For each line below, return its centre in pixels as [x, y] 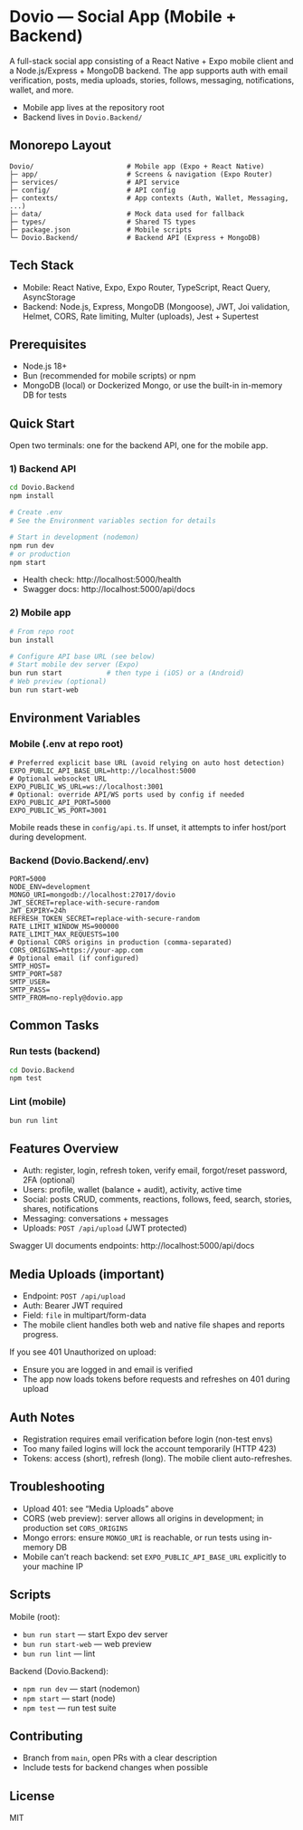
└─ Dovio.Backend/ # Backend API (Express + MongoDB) [135, 237]
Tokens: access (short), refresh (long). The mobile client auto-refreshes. [157, 1458]
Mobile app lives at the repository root [93, 107]
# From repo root [42, 631]
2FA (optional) [48, 1180]
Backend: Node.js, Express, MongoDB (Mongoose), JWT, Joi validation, [156, 306]
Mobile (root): [35, 1616]
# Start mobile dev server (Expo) [75, 665]
